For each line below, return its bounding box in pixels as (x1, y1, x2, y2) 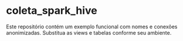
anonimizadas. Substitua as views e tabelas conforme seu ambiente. (6, 29, 172, 36)
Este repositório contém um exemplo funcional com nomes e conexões (6, 23, 178, 30)
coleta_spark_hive (6, 4, 98, 17)
